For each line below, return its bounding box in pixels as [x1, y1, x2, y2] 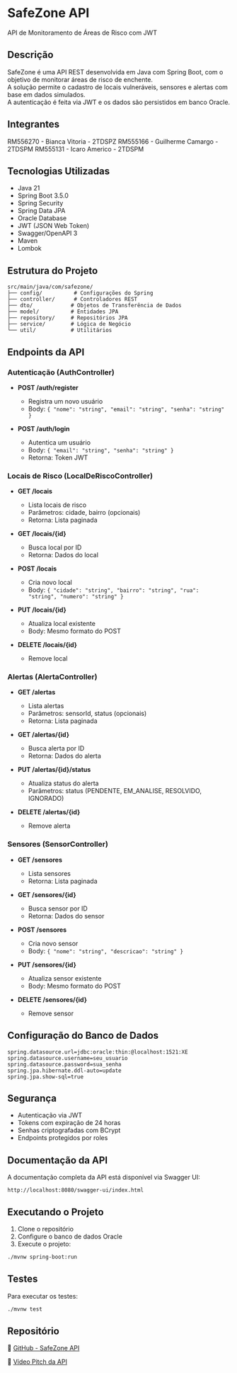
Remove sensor [28, 1009, 74, 1018]
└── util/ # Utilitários [7, 327, 112, 334]
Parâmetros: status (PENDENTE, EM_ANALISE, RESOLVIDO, [28, 787, 202, 795]
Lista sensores [28, 869, 71, 877]
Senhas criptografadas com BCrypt [17, 1126, 121, 1134]
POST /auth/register [17, 383, 79, 392]
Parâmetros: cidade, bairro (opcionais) [28, 508, 141, 517]
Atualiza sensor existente [28, 974, 102, 982]
